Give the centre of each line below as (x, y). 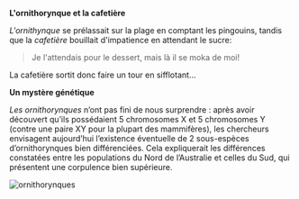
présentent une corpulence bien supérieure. (91, 167)
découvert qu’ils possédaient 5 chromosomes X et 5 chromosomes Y (137, 119)
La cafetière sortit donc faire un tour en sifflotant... (103, 75)
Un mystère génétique (52, 92)
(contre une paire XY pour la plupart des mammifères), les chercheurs (139, 129)
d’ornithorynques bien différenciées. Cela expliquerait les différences (137, 148)
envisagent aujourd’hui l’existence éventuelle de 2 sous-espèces (129, 138)
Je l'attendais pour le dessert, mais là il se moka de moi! (136, 57)
